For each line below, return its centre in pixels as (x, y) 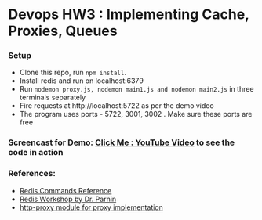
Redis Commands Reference (65, 190)
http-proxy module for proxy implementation (91, 207)
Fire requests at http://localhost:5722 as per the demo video (116, 106)
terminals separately (53, 97)
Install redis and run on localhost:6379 (81, 81)
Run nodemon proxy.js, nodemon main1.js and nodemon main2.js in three (136, 89)
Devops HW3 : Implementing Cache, (129, 14)
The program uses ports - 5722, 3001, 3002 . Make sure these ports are (136, 114)
